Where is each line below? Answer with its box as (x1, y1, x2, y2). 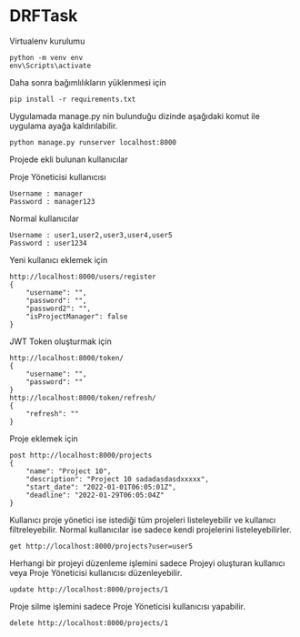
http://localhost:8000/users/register (9, 272, 156, 281)
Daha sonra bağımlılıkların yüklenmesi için (9, 76, 166, 87)
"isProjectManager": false (25, 311, 128, 321)
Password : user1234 (9, 238, 88, 248)
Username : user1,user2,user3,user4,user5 (9, 230, 173, 239)
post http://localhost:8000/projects (9, 450, 153, 460)
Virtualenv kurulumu (9, 35, 85, 46)
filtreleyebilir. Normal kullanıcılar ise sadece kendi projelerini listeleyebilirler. (9, 524, 293, 535)
